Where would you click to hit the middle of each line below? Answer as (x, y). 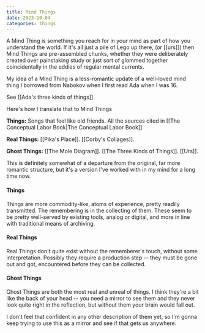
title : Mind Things (31, 12)
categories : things (31, 23)
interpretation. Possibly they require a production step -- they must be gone (102, 258)
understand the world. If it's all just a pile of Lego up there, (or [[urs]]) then (100, 47)
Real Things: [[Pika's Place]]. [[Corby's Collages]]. (70, 139)
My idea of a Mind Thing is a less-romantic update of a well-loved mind (96, 79)
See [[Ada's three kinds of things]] (50, 97)
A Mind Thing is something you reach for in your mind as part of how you (99, 41)
